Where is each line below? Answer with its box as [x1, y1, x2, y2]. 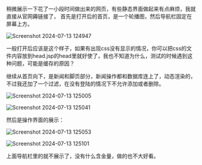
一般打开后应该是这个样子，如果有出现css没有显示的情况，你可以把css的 [6, 45, 187, 52]
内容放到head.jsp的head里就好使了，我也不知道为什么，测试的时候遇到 [11, 52, 188, 59]
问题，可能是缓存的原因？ [11, 60, 75, 67]
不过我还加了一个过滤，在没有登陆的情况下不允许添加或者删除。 [6, 80, 164, 87]
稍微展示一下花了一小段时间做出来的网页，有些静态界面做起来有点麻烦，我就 [6, 5, 196, 12]
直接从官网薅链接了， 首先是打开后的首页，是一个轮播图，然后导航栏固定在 [6, 13, 192, 20]
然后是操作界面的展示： [6, 116, 64, 123]
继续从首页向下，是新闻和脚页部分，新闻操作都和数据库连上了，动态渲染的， [6, 73, 196, 79]
